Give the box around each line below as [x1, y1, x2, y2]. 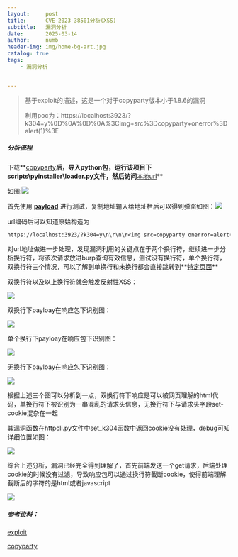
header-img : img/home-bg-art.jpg [7, 43, 106, 50]
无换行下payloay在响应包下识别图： [7, 363, 111, 371]
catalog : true [7, 50, 50, 57]
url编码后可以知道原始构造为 [7, 217, 90, 226]
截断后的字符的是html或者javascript [7, 479, 111, 487]
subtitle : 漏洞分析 [7, 23, 67, 31]
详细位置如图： [7, 433, 51, 441]
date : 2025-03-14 [7, 30, 78, 38]
